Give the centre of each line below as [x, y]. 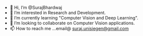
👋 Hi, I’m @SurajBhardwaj [36, 8]
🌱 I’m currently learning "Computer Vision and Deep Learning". [74, 18]
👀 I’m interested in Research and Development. [58, 13]
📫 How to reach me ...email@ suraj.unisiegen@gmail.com [69, 28]
